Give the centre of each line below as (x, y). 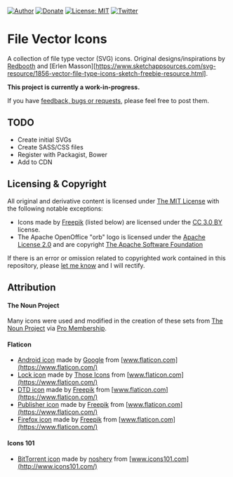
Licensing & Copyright (57, 184)
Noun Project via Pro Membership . (57, 328)
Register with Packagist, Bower (62, 154)
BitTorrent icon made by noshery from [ (74, 459)
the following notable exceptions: (55, 208)
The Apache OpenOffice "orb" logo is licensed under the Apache (111, 237)
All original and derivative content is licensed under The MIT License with (113, 201)
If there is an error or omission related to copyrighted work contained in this (116, 258)
